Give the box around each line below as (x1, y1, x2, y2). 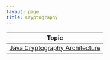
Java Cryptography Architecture (9, 43, 101, 52)
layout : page (6, 8, 39, 15)
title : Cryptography (6, 14, 59, 20)
